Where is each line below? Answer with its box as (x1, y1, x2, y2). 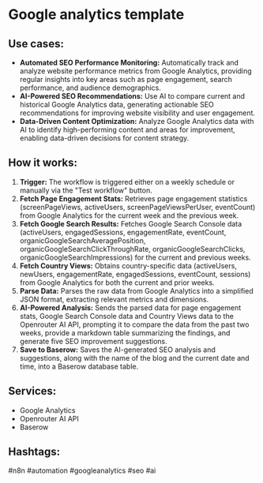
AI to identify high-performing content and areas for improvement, (19, 125, 235, 134)
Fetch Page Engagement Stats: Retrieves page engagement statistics (19, 193, 248, 203)
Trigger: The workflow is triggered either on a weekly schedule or (19, 177, 235, 186)
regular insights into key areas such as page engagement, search (19, 75, 233, 84)
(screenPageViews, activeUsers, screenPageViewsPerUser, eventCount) (19, 202, 256, 212)
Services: (8, 384, 57, 398)
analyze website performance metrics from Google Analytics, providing (19, 66, 253, 76)
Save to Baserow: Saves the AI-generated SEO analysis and (19, 345, 216, 354)
